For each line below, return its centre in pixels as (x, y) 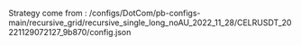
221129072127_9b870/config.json (70, 32)
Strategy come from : (48, 13)
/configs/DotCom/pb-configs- (145, 13)
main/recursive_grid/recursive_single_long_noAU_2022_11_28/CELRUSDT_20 (150, 23)
